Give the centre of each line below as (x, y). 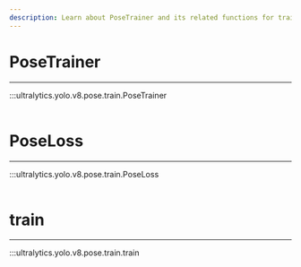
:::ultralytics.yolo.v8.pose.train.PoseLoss (84, 174)
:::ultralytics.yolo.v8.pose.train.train (74, 253)
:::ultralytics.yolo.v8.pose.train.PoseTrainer (88, 95)
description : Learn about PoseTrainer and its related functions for (142, 17)
